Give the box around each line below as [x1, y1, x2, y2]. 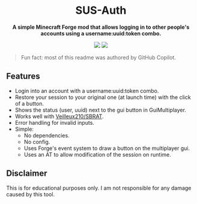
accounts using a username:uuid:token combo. [40, 29, 162, 37]
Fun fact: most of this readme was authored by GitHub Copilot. [20, 53, 176, 61]
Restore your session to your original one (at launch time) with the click [14, 94, 191, 101]
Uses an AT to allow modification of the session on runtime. [23, 151, 171, 158]
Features [6, 71, 40, 82]
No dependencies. [23, 131, 70, 139]
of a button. [14, 100, 44, 107]
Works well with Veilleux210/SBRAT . [14, 112, 104, 120]
